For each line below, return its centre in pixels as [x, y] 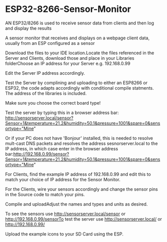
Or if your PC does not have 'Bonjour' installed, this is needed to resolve [79, 138]
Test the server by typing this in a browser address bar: [62, 113]
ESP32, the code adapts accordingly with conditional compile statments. [80, 88]
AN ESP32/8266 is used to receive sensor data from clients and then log [80, 23]
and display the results [28, 28]
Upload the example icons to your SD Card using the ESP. [64, 234]
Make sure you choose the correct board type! [53, 103]
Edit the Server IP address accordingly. [45, 73]
